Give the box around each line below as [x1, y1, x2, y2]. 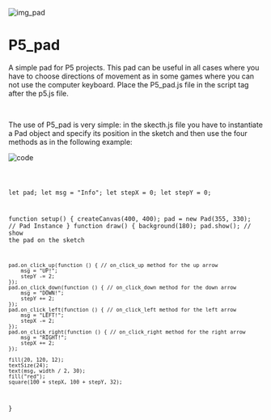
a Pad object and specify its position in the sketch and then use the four [8, 128, 248, 138]
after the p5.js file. [8, 88, 69, 98]
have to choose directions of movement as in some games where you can [8, 71, 255, 81]
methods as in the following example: [8, 137, 133, 146]
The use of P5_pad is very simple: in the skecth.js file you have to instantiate [8, 120, 263, 129]
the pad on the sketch [8, 235, 85, 244]
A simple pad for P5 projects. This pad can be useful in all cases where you [8, 62, 260, 72]
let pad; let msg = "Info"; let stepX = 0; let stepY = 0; [8, 189, 212, 197]
